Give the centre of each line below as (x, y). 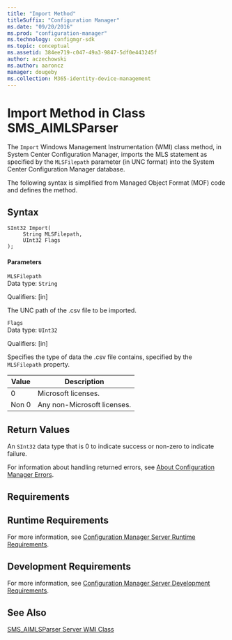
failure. (17, 454)
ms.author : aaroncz (36, 66)
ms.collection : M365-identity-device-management (79, 78)
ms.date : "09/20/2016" (40, 26)
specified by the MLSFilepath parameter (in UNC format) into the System (111, 162)
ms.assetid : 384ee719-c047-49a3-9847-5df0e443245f (82, 53)
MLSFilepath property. (39, 365)
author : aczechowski (37, 59)
